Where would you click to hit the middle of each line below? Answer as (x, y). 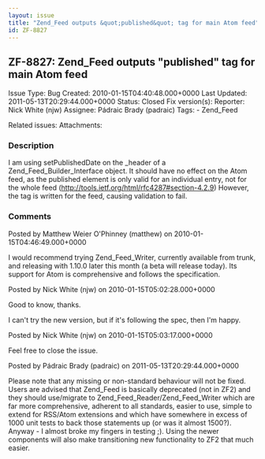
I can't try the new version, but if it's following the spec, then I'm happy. (125, 320)
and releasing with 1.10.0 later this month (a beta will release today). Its (123, 265)
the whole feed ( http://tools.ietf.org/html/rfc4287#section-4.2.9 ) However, (129, 188)
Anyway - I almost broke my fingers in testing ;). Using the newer (114, 431)
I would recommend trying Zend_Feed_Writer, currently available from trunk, (132, 257)
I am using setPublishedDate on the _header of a (87, 163)
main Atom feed (48, 74)
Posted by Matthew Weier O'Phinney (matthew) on (90, 234)
